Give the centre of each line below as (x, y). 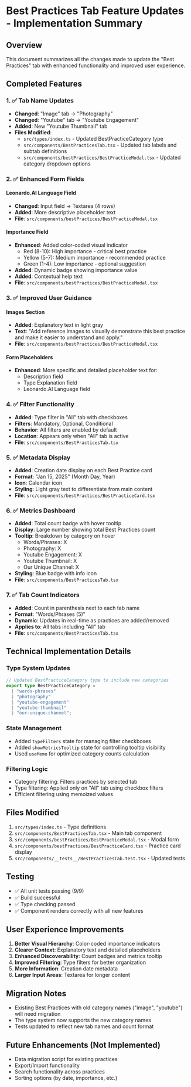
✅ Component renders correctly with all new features (79, 910)
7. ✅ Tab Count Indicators (43, 595)
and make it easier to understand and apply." (69, 337)
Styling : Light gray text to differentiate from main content (83, 489)
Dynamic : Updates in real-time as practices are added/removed (92, 620)
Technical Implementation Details (69, 651)
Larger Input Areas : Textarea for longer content (72, 975)
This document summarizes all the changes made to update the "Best (90, 59)
